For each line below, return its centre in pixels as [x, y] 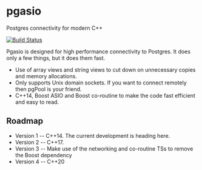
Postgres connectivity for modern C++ [55, 28]
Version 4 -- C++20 [40, 161]
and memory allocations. [46, 76]
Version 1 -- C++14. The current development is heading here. [93, 135]
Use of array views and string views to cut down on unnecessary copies [105, 70]
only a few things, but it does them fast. [56, 58]
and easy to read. [37, 102]
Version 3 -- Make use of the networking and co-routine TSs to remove [104, 148]
